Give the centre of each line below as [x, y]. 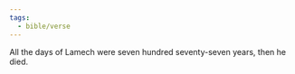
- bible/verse [44, 26]
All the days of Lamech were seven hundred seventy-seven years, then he [148, 51]
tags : [19, 18]
